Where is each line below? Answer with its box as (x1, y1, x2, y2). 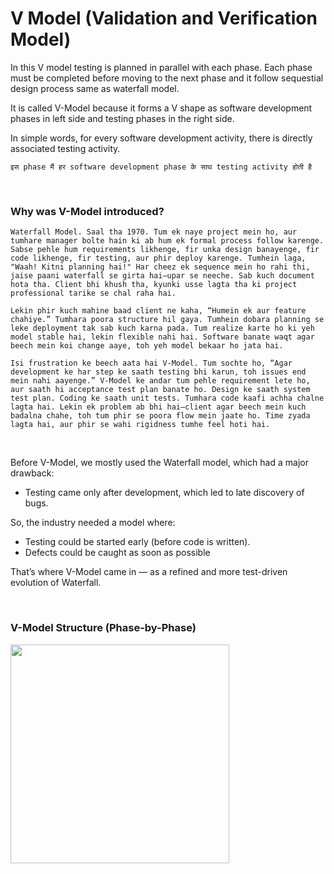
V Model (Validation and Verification (10, 7, 318, 30)
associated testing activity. (10, 142, 121, 154)
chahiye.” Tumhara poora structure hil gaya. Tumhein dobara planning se (10, 315, 325, 325)
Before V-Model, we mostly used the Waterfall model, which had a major (10, 457, 309, 469)
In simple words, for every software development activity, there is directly (10, 132, 313, 144)
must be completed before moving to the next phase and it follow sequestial (10, 72, 324, 84)
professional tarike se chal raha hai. (10, 288, 177, 299)
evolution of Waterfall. (10, 577, 102, 589)
